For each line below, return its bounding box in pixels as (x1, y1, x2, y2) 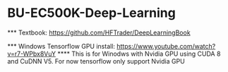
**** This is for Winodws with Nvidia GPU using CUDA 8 (57, 49, 221, 58)
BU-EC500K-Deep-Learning (7, 5, 176, 21)
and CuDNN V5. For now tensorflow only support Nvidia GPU (7, 56, 185, 65)
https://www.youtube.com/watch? (116, 42, 216, 50)
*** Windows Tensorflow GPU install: (7, 42, 115, 50)
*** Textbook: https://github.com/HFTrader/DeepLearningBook (7, 28, 191, 37)
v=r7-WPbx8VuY (7, 49, 56, 58)
